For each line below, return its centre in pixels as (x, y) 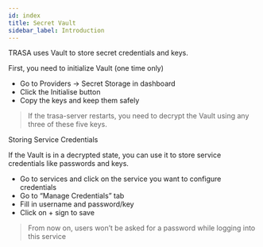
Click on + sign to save (57, 213)
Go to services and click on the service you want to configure (120, 179)
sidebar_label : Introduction (56, 30)
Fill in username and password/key (77, 204)
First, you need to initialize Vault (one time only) (86, 68)
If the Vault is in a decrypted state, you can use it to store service (115, 155)
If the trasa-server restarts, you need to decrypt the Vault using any (138, 116)
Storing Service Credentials (53, 140)
